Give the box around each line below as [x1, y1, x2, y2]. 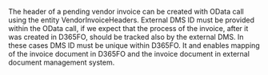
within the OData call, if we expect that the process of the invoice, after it [8, 24, 249, 33]
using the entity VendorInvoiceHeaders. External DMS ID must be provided [8, 15, 254, 25]
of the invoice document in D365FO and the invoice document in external [8, 49, 250, 58]
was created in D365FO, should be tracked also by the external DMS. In [8, 32, 244, 41]
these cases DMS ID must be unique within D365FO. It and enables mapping [8, 41, 260, 50]
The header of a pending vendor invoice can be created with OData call [8, 7, 244, 16]
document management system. [8, 57, 115, 67]
